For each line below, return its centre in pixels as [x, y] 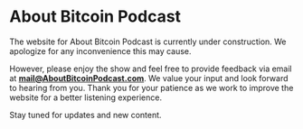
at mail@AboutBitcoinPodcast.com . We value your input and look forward [149, 78]
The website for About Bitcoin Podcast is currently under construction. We [148, 41]
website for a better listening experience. [86, 97]
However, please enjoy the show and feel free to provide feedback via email [151, 69]
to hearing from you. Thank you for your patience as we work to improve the [151, 88]
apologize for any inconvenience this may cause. [100, 51]
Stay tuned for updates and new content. [85, 115]
